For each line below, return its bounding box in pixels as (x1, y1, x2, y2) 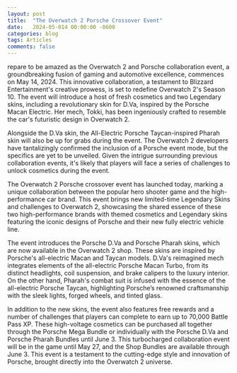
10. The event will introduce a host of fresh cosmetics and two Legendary (7, 93, 221, 101)
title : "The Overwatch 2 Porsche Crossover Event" (7, 17, 163, 24)
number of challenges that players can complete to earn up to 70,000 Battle (7, 312, 229, 321)
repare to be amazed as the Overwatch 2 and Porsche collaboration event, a (7, 63, 230, 71)
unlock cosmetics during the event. (7, 167, 110, 174)
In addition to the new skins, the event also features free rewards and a (7, 305, 214, 313)
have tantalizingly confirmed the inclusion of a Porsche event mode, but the (7, 144, 229, 152)
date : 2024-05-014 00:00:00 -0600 (7, 23, 115, 30)
